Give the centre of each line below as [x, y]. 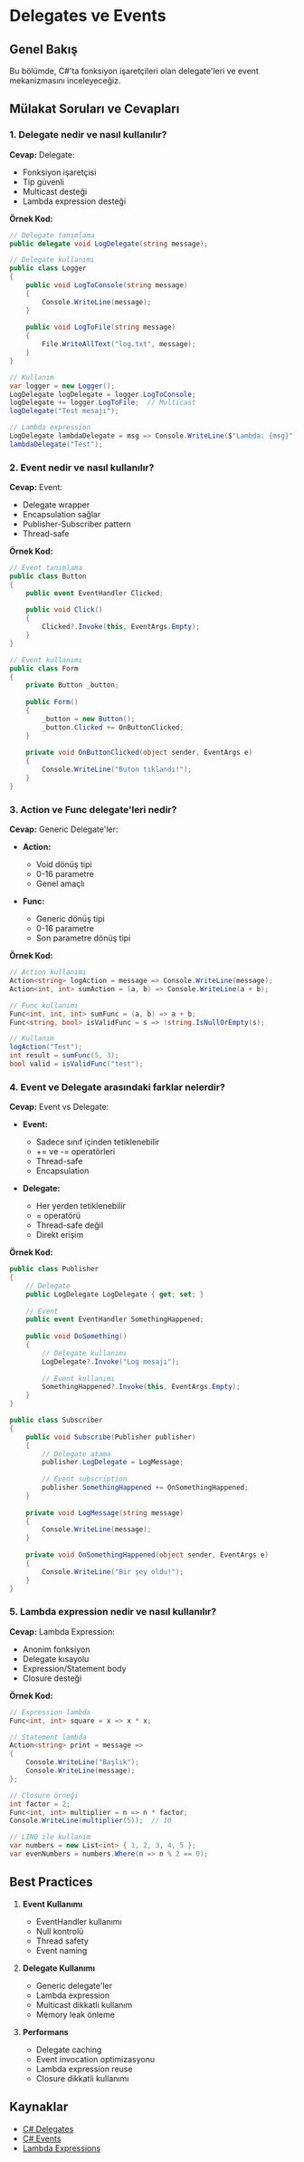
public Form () [52, 702]
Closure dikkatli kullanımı [82, 2078]
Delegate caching [69, 2050]
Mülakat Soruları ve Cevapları [95, 109]
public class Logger [48, 268]
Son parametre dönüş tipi [83, 938]
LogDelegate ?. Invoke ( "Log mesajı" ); [111, 1361]
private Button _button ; [72, 685]
